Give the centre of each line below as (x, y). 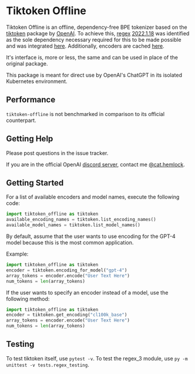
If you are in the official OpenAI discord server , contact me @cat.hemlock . (95, 164)
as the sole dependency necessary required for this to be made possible (94, 39)
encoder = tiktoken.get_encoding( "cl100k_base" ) (67, 315)
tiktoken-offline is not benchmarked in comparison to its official (85, 114)
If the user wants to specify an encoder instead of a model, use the (87, 292)
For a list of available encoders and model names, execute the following (93, 197)
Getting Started (35, 183)
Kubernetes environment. (37, 81)
